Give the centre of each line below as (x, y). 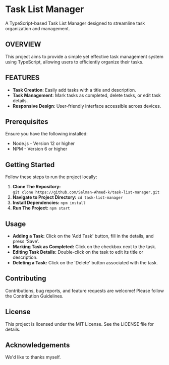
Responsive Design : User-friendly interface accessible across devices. (87, 106)
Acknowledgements (38, 345)
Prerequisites (27, 122)
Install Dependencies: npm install (49, 203)
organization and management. (38, 28)
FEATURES (22, 78)
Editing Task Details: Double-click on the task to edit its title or (78, 252)
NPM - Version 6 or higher (40, 149)
